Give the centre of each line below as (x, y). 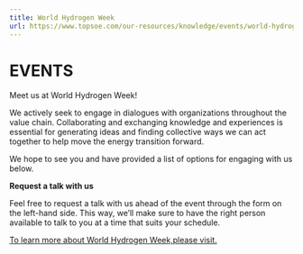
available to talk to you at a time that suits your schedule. (115, 222)
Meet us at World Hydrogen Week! (73, 95)
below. (22, 168)
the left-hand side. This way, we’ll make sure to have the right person (138, 213)
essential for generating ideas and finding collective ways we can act (138, 132)
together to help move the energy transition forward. (107, 141)
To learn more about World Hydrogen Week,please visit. (114, 240)
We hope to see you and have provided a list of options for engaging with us (151, 159)
